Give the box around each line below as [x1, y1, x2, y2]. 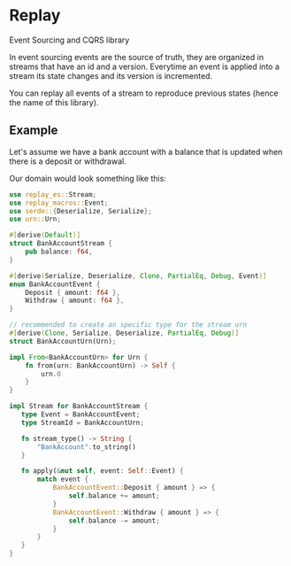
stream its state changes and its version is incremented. [9, 70, 213, 81]
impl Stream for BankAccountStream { [9, 402, 149, 411]
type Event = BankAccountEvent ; [20, 410, 141, 419]
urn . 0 [41, 369, 62, 378]
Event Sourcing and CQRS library [9, 35, 130, 45]
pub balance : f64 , [25, 247, 93, 256]
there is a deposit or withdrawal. [9, 156, 126, 167]
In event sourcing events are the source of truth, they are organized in [9, 51, 264, 62]
